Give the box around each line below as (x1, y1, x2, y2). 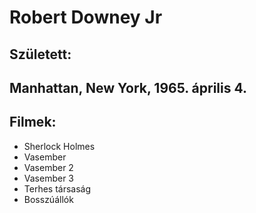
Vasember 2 (23, 161, 74, 173)
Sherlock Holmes (23, 140, 96, 152)
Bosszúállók (23, 193, 74, 205)
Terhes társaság (23, 182, 92, 195)
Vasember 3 (23, 172, 75, 184)
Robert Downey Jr (9, 6, 163, 29)
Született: (9, 46, 72, 63)
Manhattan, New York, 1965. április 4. (9, 79, 247, 96)
